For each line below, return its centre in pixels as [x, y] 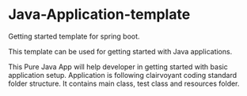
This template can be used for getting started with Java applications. [120, 51]
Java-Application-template [99, 15]
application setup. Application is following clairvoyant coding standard [123, 75]
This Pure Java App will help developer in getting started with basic [118, 66]
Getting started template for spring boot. [74, 36]
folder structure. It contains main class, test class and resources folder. [124, 83]
